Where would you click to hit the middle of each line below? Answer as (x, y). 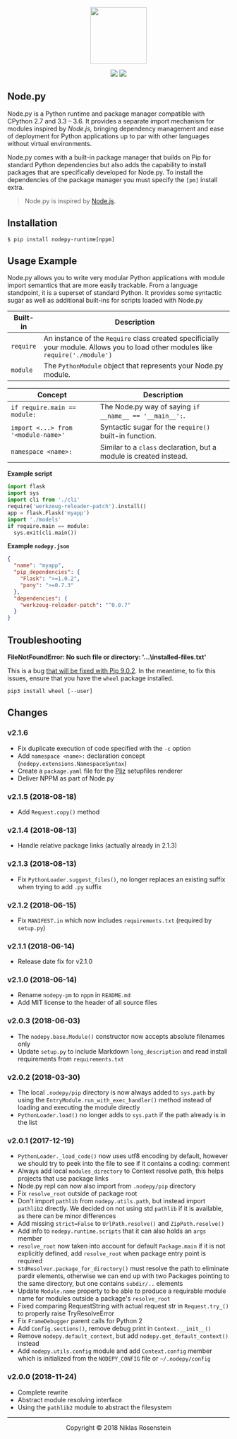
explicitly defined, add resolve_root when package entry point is (112, 1253)
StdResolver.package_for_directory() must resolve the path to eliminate (123, 1269)
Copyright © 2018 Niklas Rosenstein (119, 1427)
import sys (23, 493)
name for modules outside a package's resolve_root (94, 1299)
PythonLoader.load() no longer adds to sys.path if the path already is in (121, 1115)
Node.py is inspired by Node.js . (70, 200)
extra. (16, 187)
